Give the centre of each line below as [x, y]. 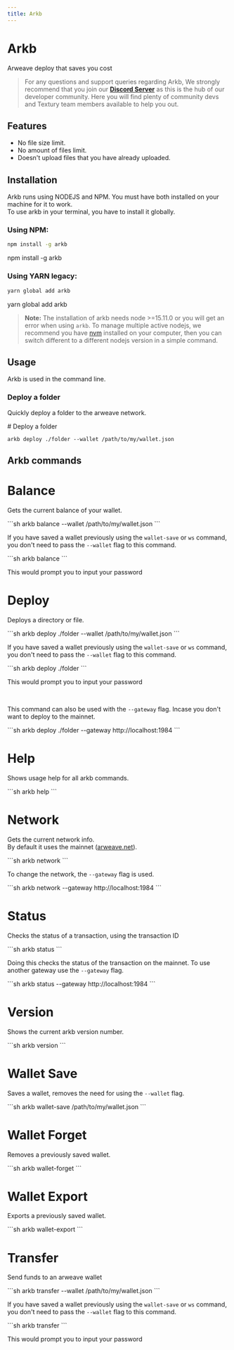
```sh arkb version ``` [37, 1045]
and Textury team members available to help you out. [102, 104]
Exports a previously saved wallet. [57, 1216]
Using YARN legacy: [42, 276]
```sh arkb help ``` [32, 792]
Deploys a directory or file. [46, 620]
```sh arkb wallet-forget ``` [45, 1168]
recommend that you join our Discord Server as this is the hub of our [124, 89]
